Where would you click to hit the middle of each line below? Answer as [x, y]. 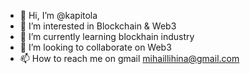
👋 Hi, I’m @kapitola [58, 15]
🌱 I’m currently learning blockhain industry [107, 36]
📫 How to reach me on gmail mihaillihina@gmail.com [129, 58]
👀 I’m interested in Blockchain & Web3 [98, 26]
